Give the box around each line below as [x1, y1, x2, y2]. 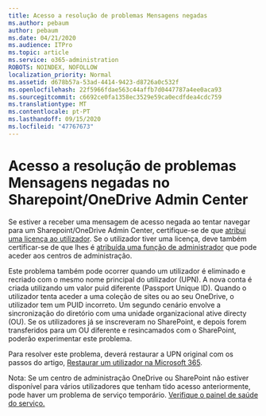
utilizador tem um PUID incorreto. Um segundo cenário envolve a [8, 300, 221, 309]
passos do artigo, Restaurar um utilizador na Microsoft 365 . [8, 357, 202, 367]
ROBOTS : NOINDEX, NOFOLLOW [8, 64, 98, 72]
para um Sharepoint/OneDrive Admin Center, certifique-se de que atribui [8, 225, 246, 235]
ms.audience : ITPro [8, 41, 73, 49]
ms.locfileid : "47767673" [8, 122, 94, 130]
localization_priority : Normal [8, 71, 112, 79]
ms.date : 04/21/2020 [8, 33, 77, 42]
